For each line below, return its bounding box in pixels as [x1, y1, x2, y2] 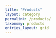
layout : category [5, 12, 40, 17]
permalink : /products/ [5, 16, 51, 21]
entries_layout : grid [5, 26, 49, 31]
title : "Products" [5, 7, 42, 12]
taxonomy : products [5, 21, 45, 26]
